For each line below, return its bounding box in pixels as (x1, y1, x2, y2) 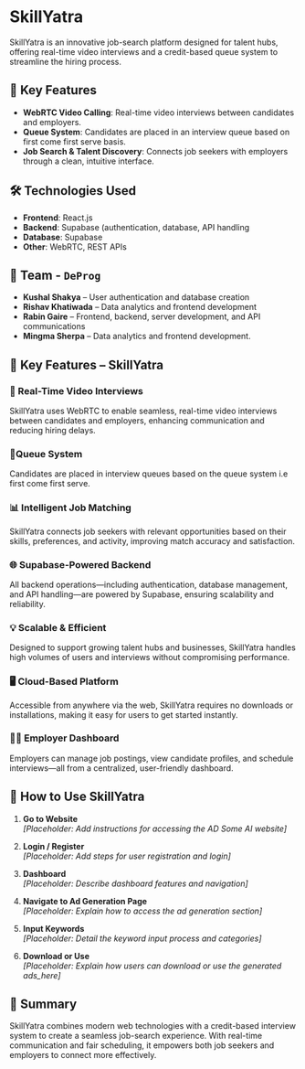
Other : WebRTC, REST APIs (22, 241, 128, 252)
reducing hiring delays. (9, 425, 96, 436)
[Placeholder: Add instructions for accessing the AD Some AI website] (22, 823, 288, 834)
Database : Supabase (22, 231, 103, 242)
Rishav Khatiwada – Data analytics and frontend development (22, 302, 258, 313)
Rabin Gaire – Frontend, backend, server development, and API (22, 311, 261, 322)
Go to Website (22, 813, 79, 824)
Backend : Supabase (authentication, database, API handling (22, 221, 250, 232)
